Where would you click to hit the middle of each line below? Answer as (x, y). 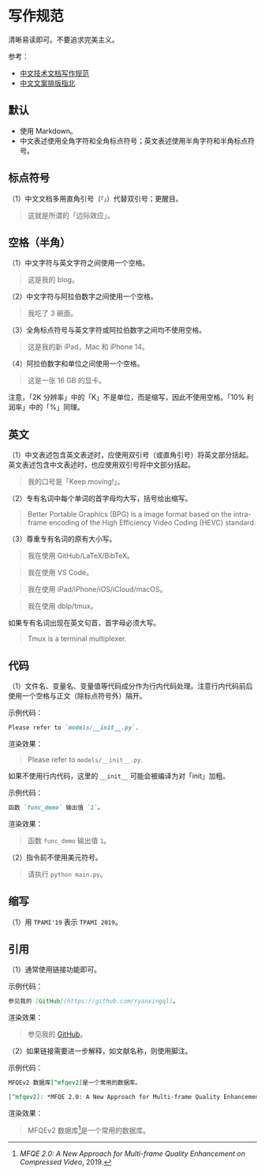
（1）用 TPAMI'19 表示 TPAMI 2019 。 (65, 922)
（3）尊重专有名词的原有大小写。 (62, 539)
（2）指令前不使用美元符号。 (55, 857)
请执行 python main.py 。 (67, 874)
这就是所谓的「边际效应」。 (71, 215)
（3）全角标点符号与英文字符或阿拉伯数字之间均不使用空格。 (107, 330)
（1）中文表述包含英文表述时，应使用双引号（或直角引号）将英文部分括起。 (131, 455)
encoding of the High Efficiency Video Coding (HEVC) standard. (152, 523)
